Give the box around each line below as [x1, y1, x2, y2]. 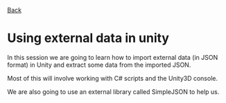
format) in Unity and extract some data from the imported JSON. [7, 61, 191, 69]
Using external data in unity [7, 31, 170, 46]
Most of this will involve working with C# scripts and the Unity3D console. [7, 74, 218, 82]
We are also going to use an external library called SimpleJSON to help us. [7, 87, 220, 96]
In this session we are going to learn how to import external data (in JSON [7, 53, 218, 61]
